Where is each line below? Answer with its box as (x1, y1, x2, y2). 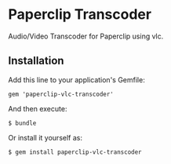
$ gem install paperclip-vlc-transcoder (8, 148, 143, 156)
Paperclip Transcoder (8, 5, 151, 24)
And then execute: (8, 104, 67, 113)
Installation (8, 54, 64, 67)
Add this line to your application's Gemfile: (8, 75, 145, 84)
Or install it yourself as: (8, 133, 82, 142)
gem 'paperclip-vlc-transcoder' (8, 90, 114, 98)
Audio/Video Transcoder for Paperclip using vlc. (8, 31, 164, 41)
